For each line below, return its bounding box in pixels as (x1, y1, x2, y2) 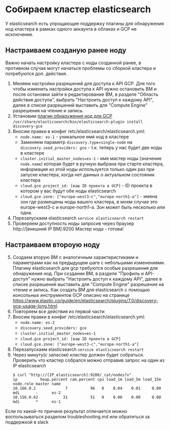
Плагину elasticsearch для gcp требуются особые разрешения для (12, 265, 158, 271)
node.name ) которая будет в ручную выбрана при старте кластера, (20, 161, 164, 167)
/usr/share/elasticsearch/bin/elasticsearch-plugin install (12, 119, 143, 124)
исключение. (5, 31, 34, 37)
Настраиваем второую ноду (5, 241, 100, 249)
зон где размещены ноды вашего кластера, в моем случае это (20, 198, 158, 205)
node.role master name (12, 381, 61, 386)
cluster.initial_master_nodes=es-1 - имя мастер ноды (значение (20, 155, 162, 161)
